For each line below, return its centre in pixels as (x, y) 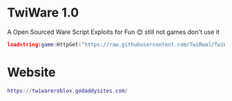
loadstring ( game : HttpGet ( (44, 44)
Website (31, 72)
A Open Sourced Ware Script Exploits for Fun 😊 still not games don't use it (113, 32)
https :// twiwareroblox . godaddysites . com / (68, 91)
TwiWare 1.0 (43, 13)
